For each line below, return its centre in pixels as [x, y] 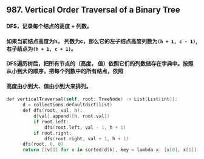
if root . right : [52, 133]
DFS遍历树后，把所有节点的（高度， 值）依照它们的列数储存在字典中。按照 [100, 63]
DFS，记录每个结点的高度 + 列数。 [49, 26]
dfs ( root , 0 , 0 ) [43, 144]
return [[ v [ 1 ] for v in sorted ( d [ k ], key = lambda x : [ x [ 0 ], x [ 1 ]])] [112, 150]
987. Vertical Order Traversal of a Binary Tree [93, 10]
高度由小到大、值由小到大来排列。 [49, 86]
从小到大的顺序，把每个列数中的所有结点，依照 [65, 71]
